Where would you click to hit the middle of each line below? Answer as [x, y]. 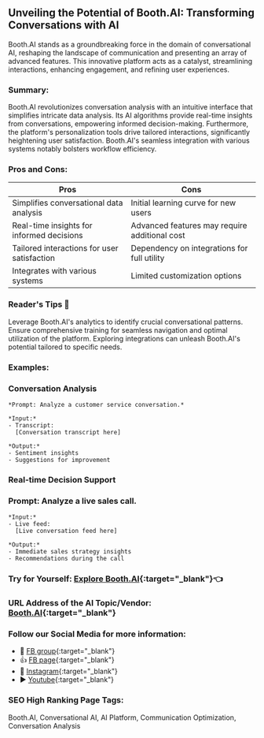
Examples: [29, 367]
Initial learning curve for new [183, 203]
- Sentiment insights [44, 453]
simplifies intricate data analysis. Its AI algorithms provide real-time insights [130, 116]
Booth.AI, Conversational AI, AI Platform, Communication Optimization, [122, 717]
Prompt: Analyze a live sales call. [73, 501]
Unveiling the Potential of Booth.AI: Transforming [132, 13]
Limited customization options [186, 276]
